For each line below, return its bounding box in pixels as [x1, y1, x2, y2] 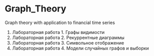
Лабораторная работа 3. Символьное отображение [12, 39, 125, 45]
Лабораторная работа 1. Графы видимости [12, 29, 105, 35]
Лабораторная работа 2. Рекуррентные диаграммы [12, 34, 125, 40]
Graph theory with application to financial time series [5, 19, 115, 25]
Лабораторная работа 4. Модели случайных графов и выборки [12, 45, 149, 51]
